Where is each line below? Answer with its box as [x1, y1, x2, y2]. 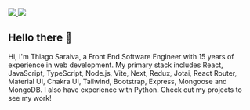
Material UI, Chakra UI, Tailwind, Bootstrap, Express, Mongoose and [8, 76, 227, 86]
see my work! [8, 93, 53, 102]
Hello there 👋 [8, 31, 73, 44]
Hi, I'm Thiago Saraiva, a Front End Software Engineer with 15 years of [8, 51, 234, 61]
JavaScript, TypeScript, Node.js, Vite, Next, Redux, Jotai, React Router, [8, 68, 237, 77]
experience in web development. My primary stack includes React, [8, 60, 223, 69]
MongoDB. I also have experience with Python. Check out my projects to [8, 85, 243, 94]
